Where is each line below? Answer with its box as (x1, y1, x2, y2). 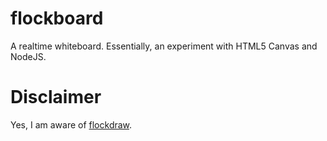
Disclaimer (10, 86, 102, 109)
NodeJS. (10, 50, 47, 62)
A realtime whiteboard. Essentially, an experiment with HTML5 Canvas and (10, 40, 318, 52)
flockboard (10, 7, 104, 30)
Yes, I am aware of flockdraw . (10, 118, 133, 131)
